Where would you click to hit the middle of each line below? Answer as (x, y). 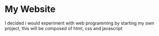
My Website (30, 9)
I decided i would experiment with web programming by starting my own (79, 23)
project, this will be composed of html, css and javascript (64, 28)
